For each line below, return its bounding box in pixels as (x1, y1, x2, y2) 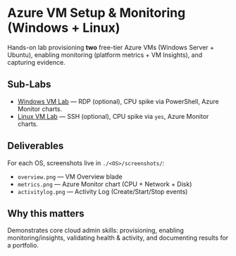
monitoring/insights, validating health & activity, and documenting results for (7, 233, 229, 242)
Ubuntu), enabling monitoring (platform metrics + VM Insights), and (7, 51, 203, 59)
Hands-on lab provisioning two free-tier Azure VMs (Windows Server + (7, 43, 215, 51)
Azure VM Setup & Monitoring (7, 5, 186, 21)
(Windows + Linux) (7, 20, 120, 36)
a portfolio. (7, 241, 39, 250)
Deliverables (7, 140, 64, 152)
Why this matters (7, 207, 85, 219)
